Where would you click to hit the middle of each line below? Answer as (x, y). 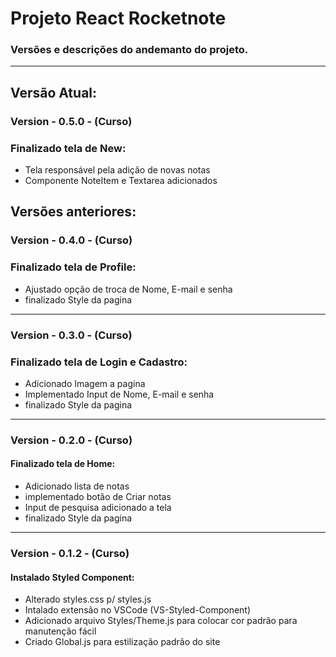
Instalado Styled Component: (72, 577)
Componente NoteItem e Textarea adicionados (121, 181)
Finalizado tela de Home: (63, 464)
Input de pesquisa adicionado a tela (98, 508)
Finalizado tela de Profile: (73, 267)
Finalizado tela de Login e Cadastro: (99, 362)
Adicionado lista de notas (77, 486)
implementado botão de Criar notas (98, 497)
